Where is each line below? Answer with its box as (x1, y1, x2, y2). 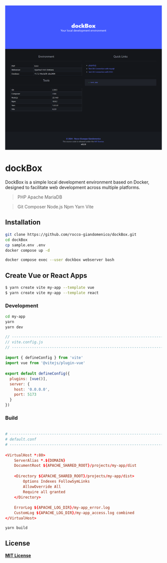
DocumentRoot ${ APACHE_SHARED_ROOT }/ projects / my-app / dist (14, 463, 137, 468)
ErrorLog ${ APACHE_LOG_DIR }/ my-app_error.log (14, 505, 110, 510)
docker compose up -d (5, 248, 50, 253)
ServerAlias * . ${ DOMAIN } (14, 458, 66, 463)
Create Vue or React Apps (5, 271, 87, 280)
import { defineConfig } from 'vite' (5, 355, 83, 361)
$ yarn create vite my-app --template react (5, 290, 99, 295)
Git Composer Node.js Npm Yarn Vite (17, 204, 94, 210)
